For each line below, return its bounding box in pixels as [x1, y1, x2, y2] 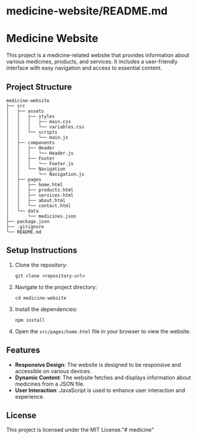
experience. [14, 393, 45, 400]
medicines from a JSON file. [14, 380, 85, 387]
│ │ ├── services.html [6, 192, 74, 198]
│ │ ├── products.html [6, 187, 74, 193]
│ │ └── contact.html [6, 202, 71, 208]
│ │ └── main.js [6, 134, 68, 141]
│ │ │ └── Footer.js [6, 160, 74, 166]
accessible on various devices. [14, 368, 92, 375]
